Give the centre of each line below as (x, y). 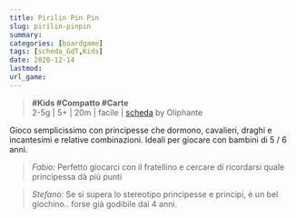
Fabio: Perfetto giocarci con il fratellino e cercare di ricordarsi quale (158, 167)
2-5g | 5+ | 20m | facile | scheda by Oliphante (117, 112)
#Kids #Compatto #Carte (80, 103)
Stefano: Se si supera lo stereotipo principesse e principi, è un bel (155, 194)
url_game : (28, 77)
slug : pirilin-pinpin (50, 26)
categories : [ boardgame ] (56, 43)
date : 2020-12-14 (42, 60)
